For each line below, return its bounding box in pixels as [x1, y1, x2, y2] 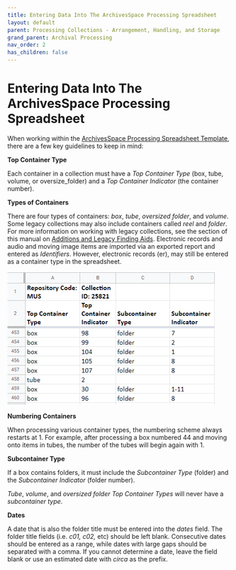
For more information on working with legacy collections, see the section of [7, 227, 228, 235]
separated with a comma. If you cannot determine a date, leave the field [7, 547, 218, 556]
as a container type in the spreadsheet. [7, 257, 122, 266]
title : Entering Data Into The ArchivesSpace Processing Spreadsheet [7, 11, 218, 18]
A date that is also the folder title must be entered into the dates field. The [7, 525, 223, 533]
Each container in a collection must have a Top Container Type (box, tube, [7, 169, 224, 178]
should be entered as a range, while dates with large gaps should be [7, 539, 207, 548]
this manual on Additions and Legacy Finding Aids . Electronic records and [7, 235, 223, 243]
